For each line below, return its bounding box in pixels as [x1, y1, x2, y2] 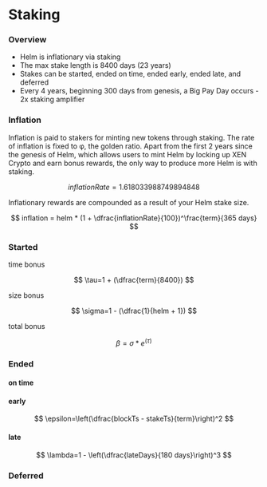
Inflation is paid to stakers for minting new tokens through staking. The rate [8, 133, 255, 142]
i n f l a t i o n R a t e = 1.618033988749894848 [67, 182, 201, 192]
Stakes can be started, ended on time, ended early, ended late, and [19, 69, 241, 79]
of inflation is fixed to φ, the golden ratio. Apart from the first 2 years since [8, 141, 253, 151]
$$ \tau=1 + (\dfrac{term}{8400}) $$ [73, 275, 194, 285]
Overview [8, 34, 47, 46]
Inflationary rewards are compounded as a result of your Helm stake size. [8, 197, 249, 207]
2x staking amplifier [19, 94, 85, 105]
